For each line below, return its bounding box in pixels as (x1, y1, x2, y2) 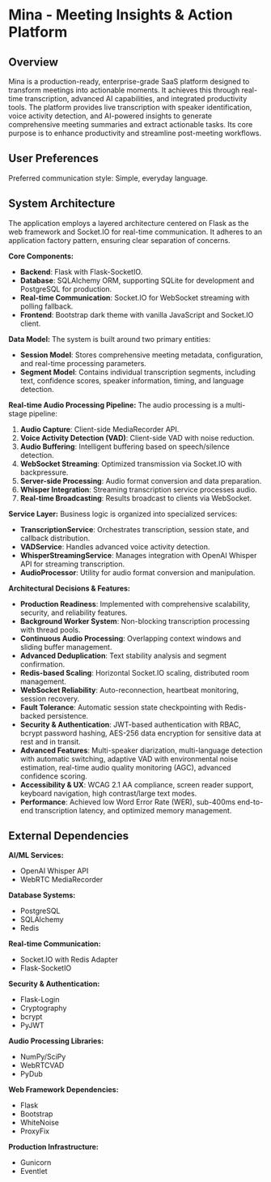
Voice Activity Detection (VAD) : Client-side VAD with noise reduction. (19, 433, 255, 442)
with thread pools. (19, 625, 81, 634)
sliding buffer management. (19, 642, 112, 651)
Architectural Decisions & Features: (8, 583, 131, 593)
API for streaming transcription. (19, 559, 125, 569)
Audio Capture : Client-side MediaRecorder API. (19, 424, 180, 434)
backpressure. (19, 467, 69, 477)
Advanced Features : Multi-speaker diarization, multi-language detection (19, 745, 263, 755)
